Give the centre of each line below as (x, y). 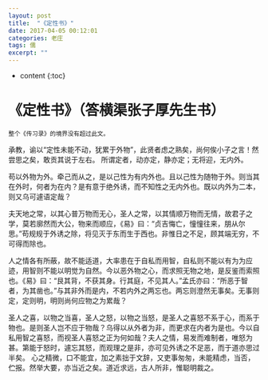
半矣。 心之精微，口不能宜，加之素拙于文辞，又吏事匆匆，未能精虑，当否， (132, 358)
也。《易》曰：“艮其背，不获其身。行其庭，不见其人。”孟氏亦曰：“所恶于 (125, 280)
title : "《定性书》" (41, 23)
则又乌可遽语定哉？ (40, 196)
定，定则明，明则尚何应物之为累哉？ (68, 300)
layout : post (30, 16)
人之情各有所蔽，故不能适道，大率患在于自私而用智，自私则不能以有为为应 (130, 260)
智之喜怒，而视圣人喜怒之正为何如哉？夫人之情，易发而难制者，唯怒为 (137, 338)
